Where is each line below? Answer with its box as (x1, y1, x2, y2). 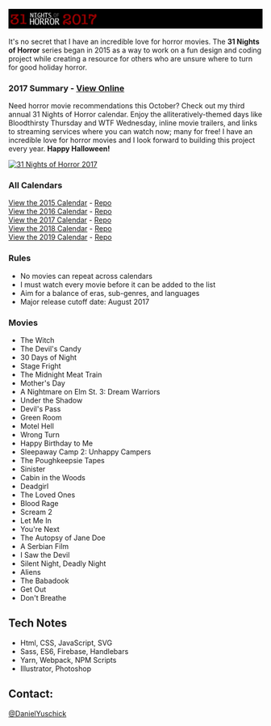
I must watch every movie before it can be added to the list (19, 280, 216, 289)
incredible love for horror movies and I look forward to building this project (8, 135, 256, 146)
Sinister (19, 464, 46, 474)
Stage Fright (19, 361, 62, 371)
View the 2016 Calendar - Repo (8, 207, 112, 217)
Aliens (19, 568, 42, 577)
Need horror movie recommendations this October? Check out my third (8, 101, 245, 111)
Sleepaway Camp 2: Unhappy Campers (19, 447, 152, 457)
